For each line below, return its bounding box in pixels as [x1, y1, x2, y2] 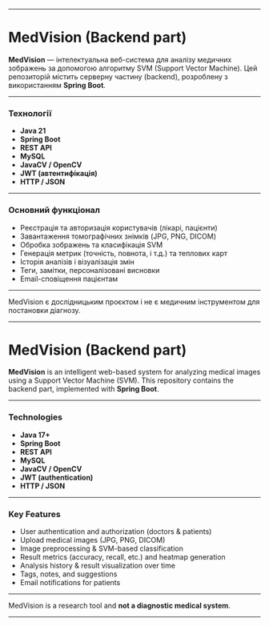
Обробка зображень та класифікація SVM [19, 239, 163, 249]
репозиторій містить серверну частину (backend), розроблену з [8, 71, 228, 81]
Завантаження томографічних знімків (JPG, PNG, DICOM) [19, 231, 217, 241]
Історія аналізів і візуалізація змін [19, 257, 134, 267]
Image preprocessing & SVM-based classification [19, 544, 184, 553]
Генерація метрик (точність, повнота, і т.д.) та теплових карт [19, 248, 228, 258]
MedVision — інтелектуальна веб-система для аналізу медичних [8, 54, 232, 64]
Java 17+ [19, 430, 50, 439]
